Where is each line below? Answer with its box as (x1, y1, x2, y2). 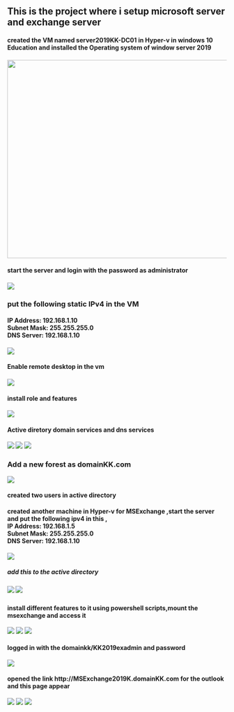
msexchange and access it (7, 611, 86, 619)
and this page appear (7, 682, 70, 690)
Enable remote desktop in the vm (7, 363, 104, 371)
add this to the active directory (7, 568, 99, 576)
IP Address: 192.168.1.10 (7, 317, 78, 325)
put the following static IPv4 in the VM (7, 299, 139, 309)
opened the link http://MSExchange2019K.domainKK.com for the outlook (7, 674, 224, 683)
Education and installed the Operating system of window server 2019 (7, 43, 212, 52)
